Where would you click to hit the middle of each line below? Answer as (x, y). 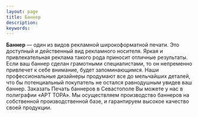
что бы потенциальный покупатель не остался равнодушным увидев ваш (99, 83)
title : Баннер (24, 17)
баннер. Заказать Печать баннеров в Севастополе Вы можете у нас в (95, 89)
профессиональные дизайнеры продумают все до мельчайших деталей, (98, 76)
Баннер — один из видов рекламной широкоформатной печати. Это (93, 45)
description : (22, 22)
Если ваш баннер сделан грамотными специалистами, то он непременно (99, 64)
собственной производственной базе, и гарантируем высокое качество (98, 102)
